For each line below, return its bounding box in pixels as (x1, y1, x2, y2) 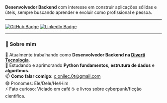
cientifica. (5, 93, 26, 99)
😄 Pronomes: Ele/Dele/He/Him (5, 80, 69, 86)
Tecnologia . (5, 57, 30, 63)
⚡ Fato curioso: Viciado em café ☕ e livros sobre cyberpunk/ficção (5, 86, 142, 92)
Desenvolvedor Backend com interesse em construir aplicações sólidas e (5, 4, 157, 10)
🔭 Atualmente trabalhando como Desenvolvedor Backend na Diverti (5, 52, 146, 58)
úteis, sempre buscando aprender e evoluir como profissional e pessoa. (5, 9, 153, 15)
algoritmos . (5, 68, 30, 74)
